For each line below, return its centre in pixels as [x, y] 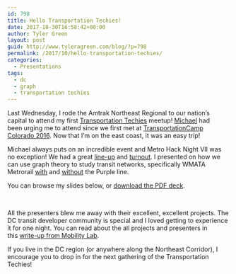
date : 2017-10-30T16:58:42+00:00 [57, 27]
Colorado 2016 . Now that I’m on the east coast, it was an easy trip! [104, 136]
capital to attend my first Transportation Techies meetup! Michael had [109, 120]
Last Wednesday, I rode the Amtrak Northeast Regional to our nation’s [109, 113]
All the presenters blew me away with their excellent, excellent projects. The [118, 213]
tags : [15, 73]
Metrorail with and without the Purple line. [68, 172]
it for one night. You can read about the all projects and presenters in [107, 228]
